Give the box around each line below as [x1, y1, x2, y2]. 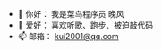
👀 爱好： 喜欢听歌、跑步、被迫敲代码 [17, 20, 154, 30]
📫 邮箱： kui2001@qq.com [17, 31, 119, 41]
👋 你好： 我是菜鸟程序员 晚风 [17, 9, 124, 19]
